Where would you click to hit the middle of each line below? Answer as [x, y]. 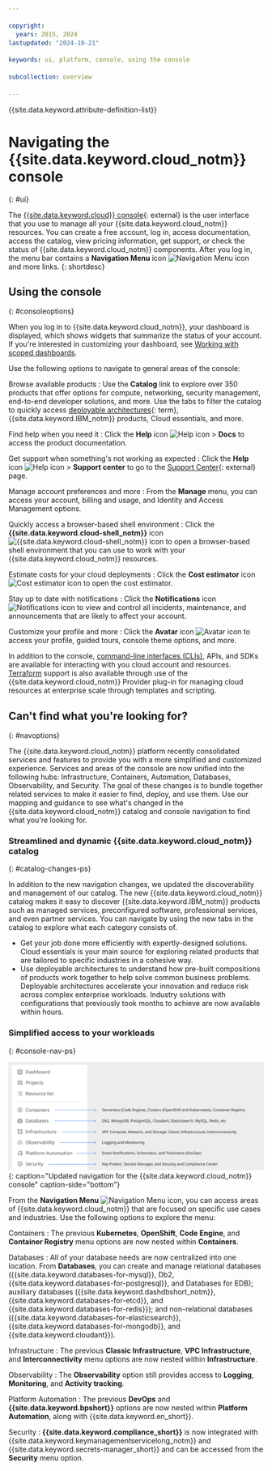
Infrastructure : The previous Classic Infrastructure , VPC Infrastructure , [130, 1351]
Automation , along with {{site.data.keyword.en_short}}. [101, 1417]
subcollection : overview [50, 77]
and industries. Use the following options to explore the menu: [112, 1217]
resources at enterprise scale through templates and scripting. [113, 691]
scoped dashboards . [43, 353]
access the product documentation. [68, 443]
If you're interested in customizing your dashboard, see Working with [123, 344]
